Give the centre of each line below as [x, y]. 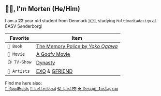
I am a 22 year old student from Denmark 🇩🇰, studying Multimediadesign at [80, 20]
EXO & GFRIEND [54, 71]
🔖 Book [15, 46]
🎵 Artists [19, 71]
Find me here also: [23, 83]
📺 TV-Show [20, 62]
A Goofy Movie [53, 54]
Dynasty [46, 63]
